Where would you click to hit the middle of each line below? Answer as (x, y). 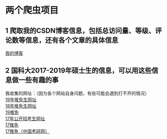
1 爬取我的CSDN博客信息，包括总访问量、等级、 (80, 31)
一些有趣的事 (38, 80)
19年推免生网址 (21, 100)
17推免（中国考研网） (27, 131)
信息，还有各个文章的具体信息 (72, 40)
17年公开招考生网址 (25, 118)
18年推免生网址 (21, 106)
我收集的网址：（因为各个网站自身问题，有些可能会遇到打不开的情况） (77, 93)
